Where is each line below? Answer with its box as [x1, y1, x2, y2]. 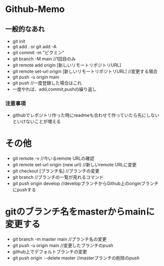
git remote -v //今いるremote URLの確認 [12, 155, 94, 161]
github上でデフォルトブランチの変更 [12, 249, 87, 255]
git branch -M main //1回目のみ [12, 56, 76, 62]
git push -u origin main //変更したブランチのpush [12, 242, 113, 248]
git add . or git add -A [12, 44, 56, 50]
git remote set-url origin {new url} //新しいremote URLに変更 [12, 162, 136, 168]
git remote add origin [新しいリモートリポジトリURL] [12, 62, 121, 68]
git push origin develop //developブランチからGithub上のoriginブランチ [12, 180, 159, 186]
